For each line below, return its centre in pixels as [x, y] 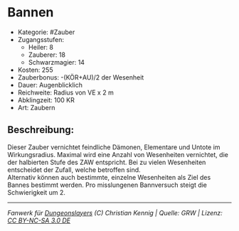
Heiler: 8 [41, 47]
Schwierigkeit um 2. [37, 192]
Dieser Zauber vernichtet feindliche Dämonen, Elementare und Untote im [114, 147]
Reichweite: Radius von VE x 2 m [65, 92]
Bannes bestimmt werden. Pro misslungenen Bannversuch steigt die [107, 185]
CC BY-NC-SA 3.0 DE [39, 220]
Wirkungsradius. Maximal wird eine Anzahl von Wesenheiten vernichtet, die [118, 154]
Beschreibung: [41, 130]
